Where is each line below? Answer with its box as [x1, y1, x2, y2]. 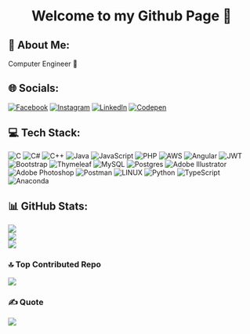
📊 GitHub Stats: [8, 200, 89, 213]
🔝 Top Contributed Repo [8, 259, 102, 270]
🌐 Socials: [8, 82, 60, 95]
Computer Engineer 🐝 [8, 59, 78, 68]
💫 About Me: [8, 38, 71, 52]
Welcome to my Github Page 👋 [31, 7, 233, 25]
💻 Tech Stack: [8, 126, 81, 140]
